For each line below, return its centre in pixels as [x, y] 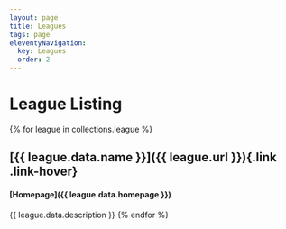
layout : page [34, 18]
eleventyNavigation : [48, 43]
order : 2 [34, 60]
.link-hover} [44, 172]
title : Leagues [38, 26]
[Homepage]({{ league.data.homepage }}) [90, 194]
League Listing [66, 104]
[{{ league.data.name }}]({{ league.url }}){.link [143, 157]
